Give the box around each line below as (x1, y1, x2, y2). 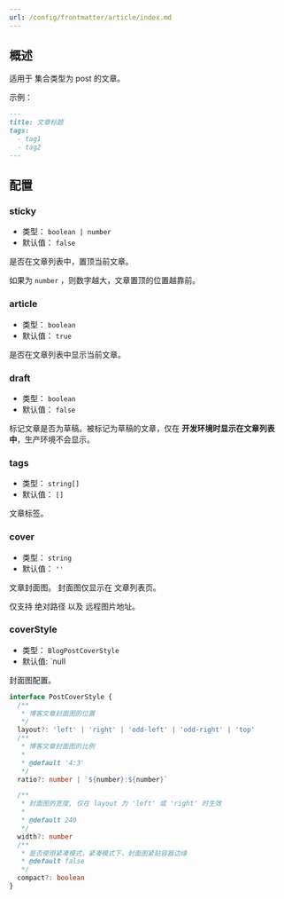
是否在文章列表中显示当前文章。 (9, 349, 126, 359)
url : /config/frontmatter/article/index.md (9, 12, 173, 22)
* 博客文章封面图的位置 (20, 709, 96, 718)
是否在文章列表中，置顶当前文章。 (9, 256, 134, 267)
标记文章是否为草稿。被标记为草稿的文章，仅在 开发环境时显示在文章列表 (9, 422, 275, 433)
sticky (9, 205, 37, 217)
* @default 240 (20, 816, 77, 825)
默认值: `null (21, 656, 66, 666)
